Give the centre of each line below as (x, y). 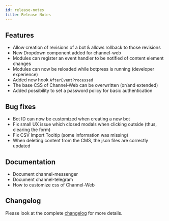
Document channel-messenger (45, 174)
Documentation (31, 162)
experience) (25, 75)
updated (21, 146)
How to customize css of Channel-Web (54, 185)
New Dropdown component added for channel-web (67, 53)
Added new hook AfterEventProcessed (53, 80)
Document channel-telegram (43, 179)
